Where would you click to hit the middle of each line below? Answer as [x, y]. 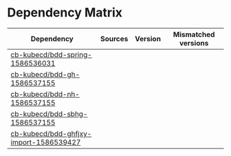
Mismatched [194, 34]
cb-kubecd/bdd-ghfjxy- [51, 133]
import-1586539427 [46, 142]
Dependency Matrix [65, 13]
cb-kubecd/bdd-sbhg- [49, 113]
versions [194, 43]
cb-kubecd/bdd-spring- [52, 54]
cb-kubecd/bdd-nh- [45, 94]
